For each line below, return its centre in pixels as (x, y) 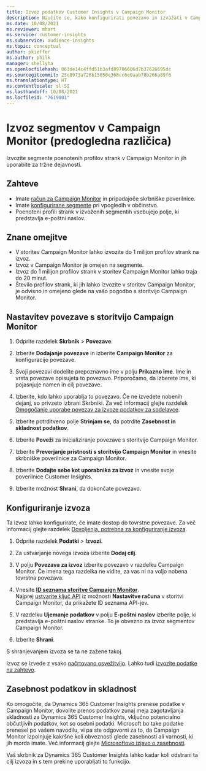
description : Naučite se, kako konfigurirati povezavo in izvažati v (97, 18)
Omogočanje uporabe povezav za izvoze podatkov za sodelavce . (97, 410)
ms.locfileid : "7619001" (38, 98)
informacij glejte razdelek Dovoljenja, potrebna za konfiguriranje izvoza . (97, 529)
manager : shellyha (30, 63)
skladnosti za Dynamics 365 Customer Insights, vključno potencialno (93, 717)
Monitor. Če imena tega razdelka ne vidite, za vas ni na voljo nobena (101, 571)
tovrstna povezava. (39, 578)
